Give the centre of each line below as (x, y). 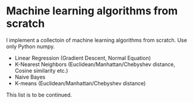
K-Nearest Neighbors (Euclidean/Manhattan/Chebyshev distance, (95, 64)
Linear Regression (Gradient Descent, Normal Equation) (83, 58)
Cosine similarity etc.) (41, 70)
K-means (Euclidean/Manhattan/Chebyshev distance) (80, 83)
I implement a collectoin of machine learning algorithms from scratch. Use (96, 40)
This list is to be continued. (39, 95)
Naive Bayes (30, 77)
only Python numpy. (31, 46)
